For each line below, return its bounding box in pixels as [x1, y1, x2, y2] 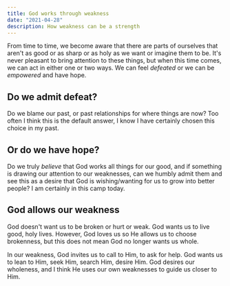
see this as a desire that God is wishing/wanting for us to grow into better [7, 177, 215, 185]
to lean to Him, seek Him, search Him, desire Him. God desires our [7, 258, 195, 266]
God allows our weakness [7, 204, 120, 216]
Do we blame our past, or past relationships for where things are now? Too [7, 110, 219, 118]
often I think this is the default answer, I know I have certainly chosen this [7, 116, 215, 125]
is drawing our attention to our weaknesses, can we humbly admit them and [7, 170, 222, 178]
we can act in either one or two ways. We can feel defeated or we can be [7, 63, 215, 72]
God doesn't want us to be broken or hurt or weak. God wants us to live [7, 222, 210, 231]
